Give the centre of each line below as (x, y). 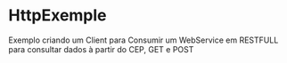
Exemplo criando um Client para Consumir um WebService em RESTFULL (143, 40)
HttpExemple (58, 16)
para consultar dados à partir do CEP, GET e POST (101, 49)
